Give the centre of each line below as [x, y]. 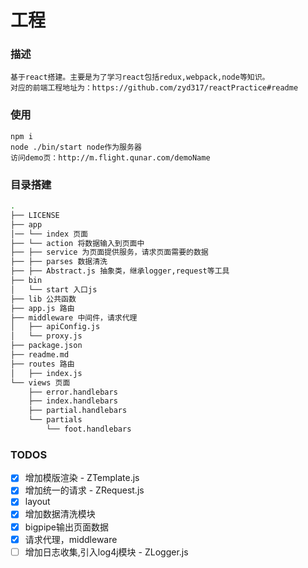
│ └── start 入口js [54, 289]
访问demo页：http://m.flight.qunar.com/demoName [110, 157]
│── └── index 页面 [49, 234]
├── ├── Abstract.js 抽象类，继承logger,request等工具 [120, 271]
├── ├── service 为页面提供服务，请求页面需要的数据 [109, 252]
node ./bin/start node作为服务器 [76, 147]
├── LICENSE [35, 215]
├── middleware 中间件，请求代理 [74, 317]
